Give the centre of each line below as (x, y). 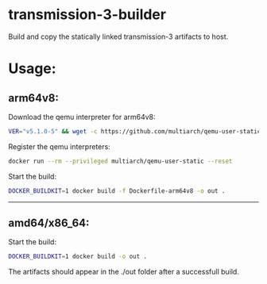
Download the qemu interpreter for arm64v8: (82, 117)
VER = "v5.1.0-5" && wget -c (53, 131)
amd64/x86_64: (49, 223)
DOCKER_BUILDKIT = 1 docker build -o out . (78, 257)
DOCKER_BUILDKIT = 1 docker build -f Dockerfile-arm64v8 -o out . (117, 191)
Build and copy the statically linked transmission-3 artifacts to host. (118, 36)
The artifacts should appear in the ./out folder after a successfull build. (124, 272)
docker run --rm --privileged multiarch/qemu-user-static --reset (120, 161)
